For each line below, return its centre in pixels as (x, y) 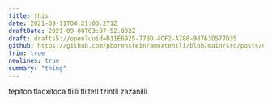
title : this (28, 16)
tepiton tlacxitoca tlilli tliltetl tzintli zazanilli (78, 91)
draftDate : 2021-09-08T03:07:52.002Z (72, 31)
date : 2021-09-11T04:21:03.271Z (63, 23)
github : (21, 46)
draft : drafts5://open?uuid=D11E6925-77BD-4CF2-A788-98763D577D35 (123, 38)
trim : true (27, 53)
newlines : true (34, 61)
